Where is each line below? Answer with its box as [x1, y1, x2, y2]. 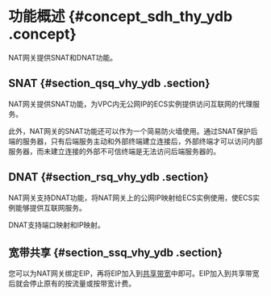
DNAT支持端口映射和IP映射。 [8, 219, 105, 230]
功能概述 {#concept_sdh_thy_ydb [8, 7, 233, 26]
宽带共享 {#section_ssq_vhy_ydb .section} [8, 245, 223, 259]
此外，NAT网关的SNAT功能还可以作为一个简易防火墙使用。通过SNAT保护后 [8, 126, 258, 135]
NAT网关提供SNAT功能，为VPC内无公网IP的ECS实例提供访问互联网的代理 [8, 98, 253, 109]
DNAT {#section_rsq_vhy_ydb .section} [8, 170, 210, 184]
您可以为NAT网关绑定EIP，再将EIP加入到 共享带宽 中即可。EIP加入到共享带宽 [8, 269, 260, 278]
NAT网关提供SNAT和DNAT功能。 [8, 52, 118, 62]
